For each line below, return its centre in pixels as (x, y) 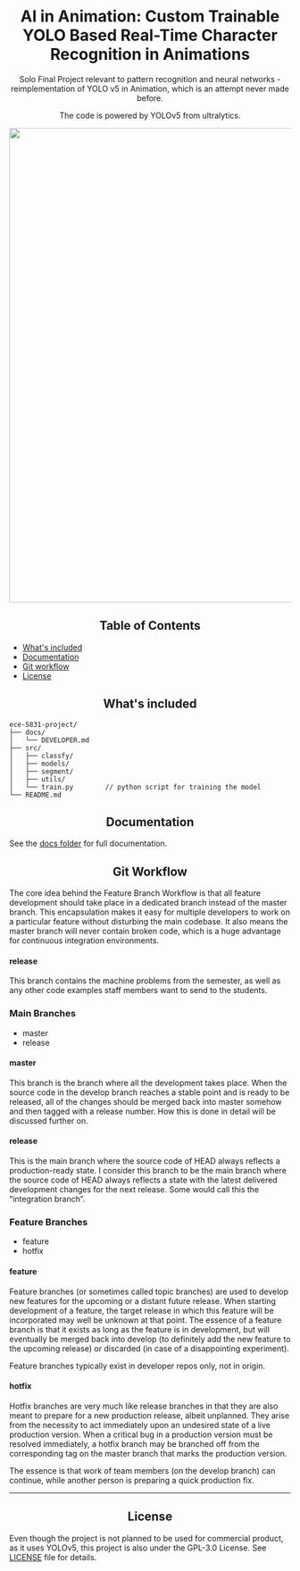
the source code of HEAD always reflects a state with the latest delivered (144, 1180)
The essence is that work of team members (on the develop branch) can (142, 1470)
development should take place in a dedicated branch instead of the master (148, 903)
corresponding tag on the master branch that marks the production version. (148, 1453)
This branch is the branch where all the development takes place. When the (148, 1082)
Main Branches (42, 1014)
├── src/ (25, 748)
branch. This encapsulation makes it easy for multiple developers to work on (150, 912)
